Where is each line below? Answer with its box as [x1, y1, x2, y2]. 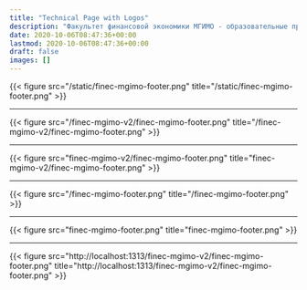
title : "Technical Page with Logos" [9, 13, 149, 23]
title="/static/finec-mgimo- [191, 81, 293, 91]
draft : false [9, 47, 59, 57]
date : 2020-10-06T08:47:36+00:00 [9, 30, 137, 39]
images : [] [9, 56, 51, 65]
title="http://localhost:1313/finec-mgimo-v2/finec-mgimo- [54, 261, 272, 271]
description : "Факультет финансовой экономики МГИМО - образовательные [9, 22, 288, 31]
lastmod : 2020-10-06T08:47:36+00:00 [9, 38, 149, 48]
